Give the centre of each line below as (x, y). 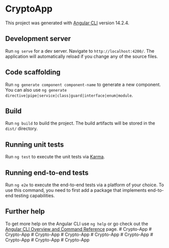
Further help (25, 211)
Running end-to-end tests (47, 173)
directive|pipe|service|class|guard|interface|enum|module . (69, 95)
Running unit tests (35, 144)
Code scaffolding (33, 72)
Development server (38, 39)
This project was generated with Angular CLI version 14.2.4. (67, 23)
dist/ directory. (21, 129)
